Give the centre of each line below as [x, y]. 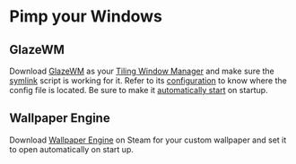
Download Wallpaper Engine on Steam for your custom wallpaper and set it [148, 140]
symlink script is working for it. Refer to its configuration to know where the [148, 81]
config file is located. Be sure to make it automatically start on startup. [139, 90]
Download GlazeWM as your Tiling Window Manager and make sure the [142, 71]
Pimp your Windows [86, 17]
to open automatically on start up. [72, 149]
